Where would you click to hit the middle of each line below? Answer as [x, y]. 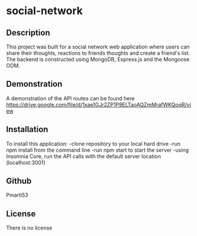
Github [19, 181]
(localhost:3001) [26, 162]
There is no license [29, 228]
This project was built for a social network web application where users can [98, 47]
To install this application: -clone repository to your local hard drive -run [93, 143]
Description [28, 33]
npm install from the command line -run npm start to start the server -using [97, 150]
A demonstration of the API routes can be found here [70, 98]
